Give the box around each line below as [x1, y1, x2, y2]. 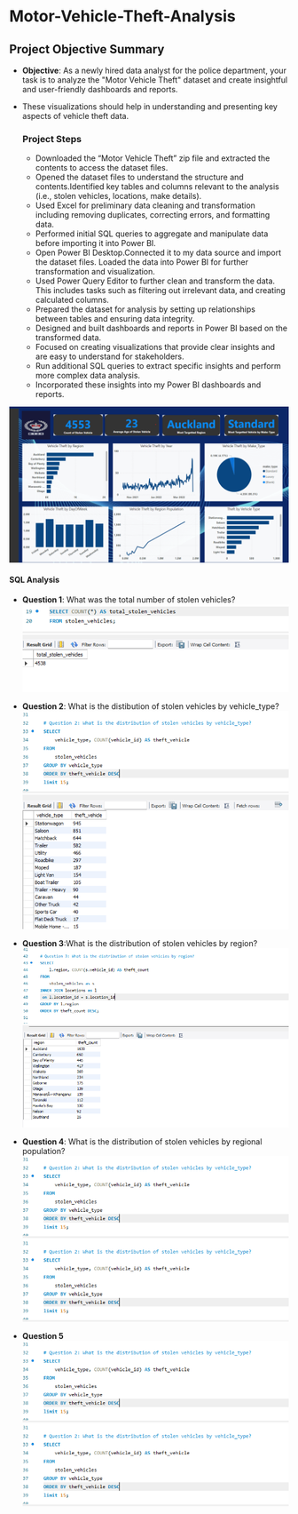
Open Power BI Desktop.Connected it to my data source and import [35, 247, 282, 259]
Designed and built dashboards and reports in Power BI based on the [35, 323, 288, 334]
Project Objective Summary [9, 42, 165, 57]
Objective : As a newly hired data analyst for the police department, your [21, 65, 286, 76]
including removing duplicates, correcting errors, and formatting [35, 210, 271, 220]
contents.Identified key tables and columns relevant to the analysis [35, 181, 279, 192]
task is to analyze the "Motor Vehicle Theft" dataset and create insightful [21, 75, 288, 85]
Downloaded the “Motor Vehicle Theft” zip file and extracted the [35, 153, 271, 163]
